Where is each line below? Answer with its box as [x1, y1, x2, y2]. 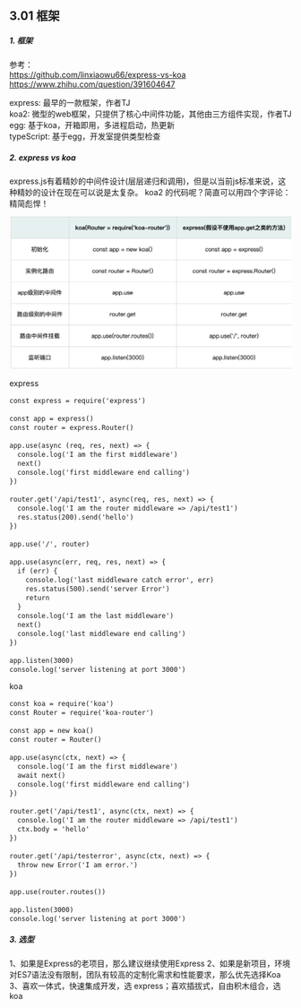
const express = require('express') [9, 396, 146, 405]
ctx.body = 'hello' [17, 824, 90, 833]
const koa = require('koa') [9, 699, 115, 708]
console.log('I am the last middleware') [17, 611, 175, 620]
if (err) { [17, 566, 58, 575]
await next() [17, 771, 66, 780]
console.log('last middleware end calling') [17, 629, 186, 638]
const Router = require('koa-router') [9, 708, 154, 717]
